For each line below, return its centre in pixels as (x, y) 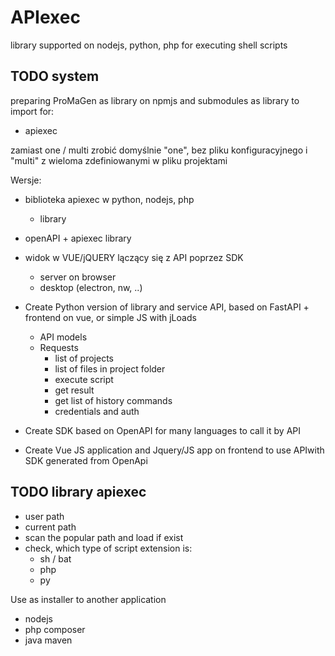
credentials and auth (97, 411)
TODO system (55, 76)
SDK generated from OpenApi (86, 460)
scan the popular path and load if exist (104, 537)
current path (50, 527)
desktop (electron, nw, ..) (91, 287)
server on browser (78, 277)
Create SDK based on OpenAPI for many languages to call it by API (162, 430)
